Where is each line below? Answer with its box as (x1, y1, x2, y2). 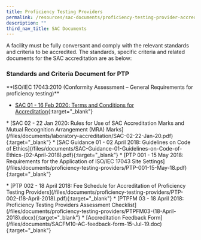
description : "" (6, 20, 47, 26)
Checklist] (111, 201, 137, 208)
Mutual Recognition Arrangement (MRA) (6, 125, 105, 133)
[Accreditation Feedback (86, 214, 147, 221)
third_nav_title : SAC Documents (6, 25, 87, 32)
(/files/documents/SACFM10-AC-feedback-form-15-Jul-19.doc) (6, 220, 163, 227)
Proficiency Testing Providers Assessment (6, 201, 111, 208)
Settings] (142, 157, 165, 165)
